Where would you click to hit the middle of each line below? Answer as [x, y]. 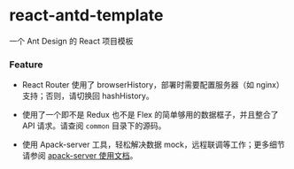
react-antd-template [86, 15]
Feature [26, 65]
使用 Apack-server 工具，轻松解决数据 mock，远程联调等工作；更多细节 [153, 145]
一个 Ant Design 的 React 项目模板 [71, 41]
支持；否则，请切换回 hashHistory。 [88, 96]
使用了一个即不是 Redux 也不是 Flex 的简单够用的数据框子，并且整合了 [150, 115]
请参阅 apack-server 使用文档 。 [80, 156]
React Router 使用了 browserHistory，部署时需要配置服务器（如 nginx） [153, 85]
